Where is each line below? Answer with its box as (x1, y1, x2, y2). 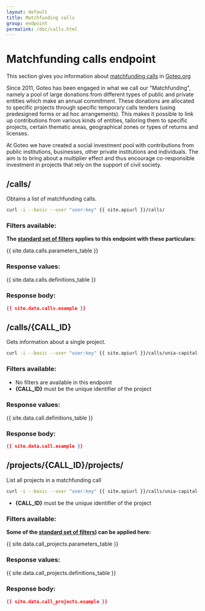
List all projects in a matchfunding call (6, 476, 102, 483)
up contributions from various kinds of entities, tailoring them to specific (6, 117, 188, 124)
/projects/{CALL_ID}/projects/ (6, 460, 124, 470)
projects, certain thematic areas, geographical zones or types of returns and (6, 123, 198, 131)
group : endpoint (6, 20, 48, 26)
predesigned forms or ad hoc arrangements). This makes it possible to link (6, 111, 194, 118)
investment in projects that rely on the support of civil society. (6, 161, 162, 169)
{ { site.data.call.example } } (6, 444, 84, 450)
